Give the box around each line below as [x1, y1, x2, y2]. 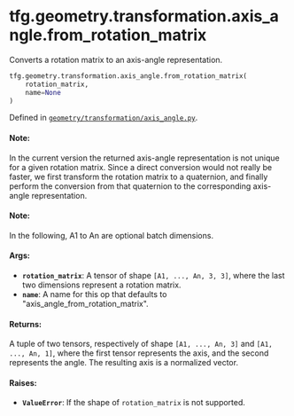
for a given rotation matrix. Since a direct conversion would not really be [9, 161, 273, 172]
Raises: [9, 377, 37, 388]
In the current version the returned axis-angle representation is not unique [9, 153, 281, 163]
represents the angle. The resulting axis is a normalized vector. [9, 357, 239, 368]
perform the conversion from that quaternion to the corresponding [9, 180, 251, 192]
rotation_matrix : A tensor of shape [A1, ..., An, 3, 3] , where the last [21, 271, 285, 281]
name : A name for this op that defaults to [21, 289, 167, 300]
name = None [25, 88, 62, 97]
